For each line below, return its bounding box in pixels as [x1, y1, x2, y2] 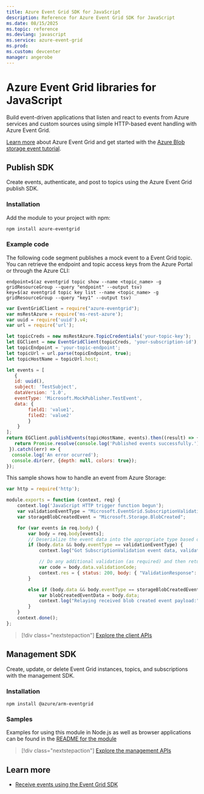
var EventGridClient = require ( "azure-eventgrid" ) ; [6, 305, 140, 311]
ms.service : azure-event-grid [6, 37, 83, 43]
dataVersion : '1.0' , [14, 390, 67, 396]
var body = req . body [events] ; [28, 530, 104, 536]
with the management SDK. [6, 672, 75, 679]
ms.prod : [6, 43, 29, 49]
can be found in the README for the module [6, 735, 117, 743]
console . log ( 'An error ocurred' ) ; [12, 452, 99, 458]
